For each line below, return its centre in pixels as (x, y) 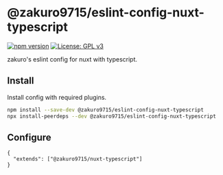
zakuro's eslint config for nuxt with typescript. (72, 59)
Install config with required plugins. (57, 97)
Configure (29, 137)
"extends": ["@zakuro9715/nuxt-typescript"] (78, 159)
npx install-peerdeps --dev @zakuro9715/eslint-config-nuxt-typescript (111, 116)
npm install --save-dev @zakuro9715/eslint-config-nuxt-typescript (106, 110)
